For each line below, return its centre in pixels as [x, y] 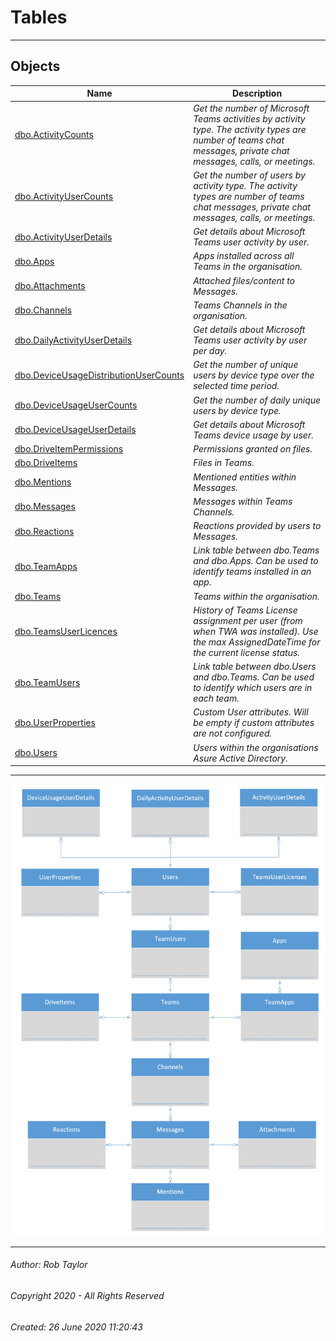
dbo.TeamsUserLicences [66, 631]
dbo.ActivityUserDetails [63, 237]
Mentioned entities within [245, 477]
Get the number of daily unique [257, 400]
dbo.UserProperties [55, 723]
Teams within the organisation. [256, 596]
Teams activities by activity [249, 118]
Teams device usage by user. [253, 435]
